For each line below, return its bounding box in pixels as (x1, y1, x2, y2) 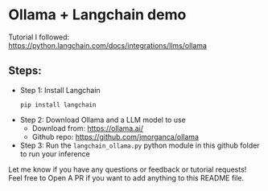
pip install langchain (19, 100, 97, 109)
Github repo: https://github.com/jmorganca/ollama (31, 132, 200, 141)
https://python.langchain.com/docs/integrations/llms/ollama (8, 40, 208, 50)
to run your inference (19, 148, 91, 158)
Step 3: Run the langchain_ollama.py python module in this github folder (19, 140, 260, 150)
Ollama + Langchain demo (8, 6, 187, 24)
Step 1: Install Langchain (19, 85, 101, 95)
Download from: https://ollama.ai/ (31, 123, 143, 133)
